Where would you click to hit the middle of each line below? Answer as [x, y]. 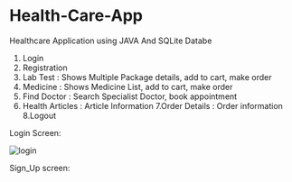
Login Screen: [35, 132]
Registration [45, 68]
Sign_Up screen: [40, 168]
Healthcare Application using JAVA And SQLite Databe [111, 41]
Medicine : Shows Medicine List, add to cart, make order [127, 86]
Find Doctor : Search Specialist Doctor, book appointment [130, 96]
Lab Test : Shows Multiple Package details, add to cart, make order [147, 77]
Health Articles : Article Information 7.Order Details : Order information [152, 105]
